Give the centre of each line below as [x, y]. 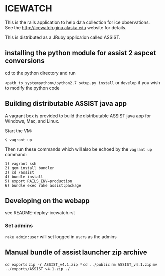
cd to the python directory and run [40, 73]
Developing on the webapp [48, 200]
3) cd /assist [20, 172]
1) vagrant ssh [21, 163]
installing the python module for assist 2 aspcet [81, 53]
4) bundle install [24, 177]
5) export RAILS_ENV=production [39, 181]
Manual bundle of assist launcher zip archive [76, 252]
